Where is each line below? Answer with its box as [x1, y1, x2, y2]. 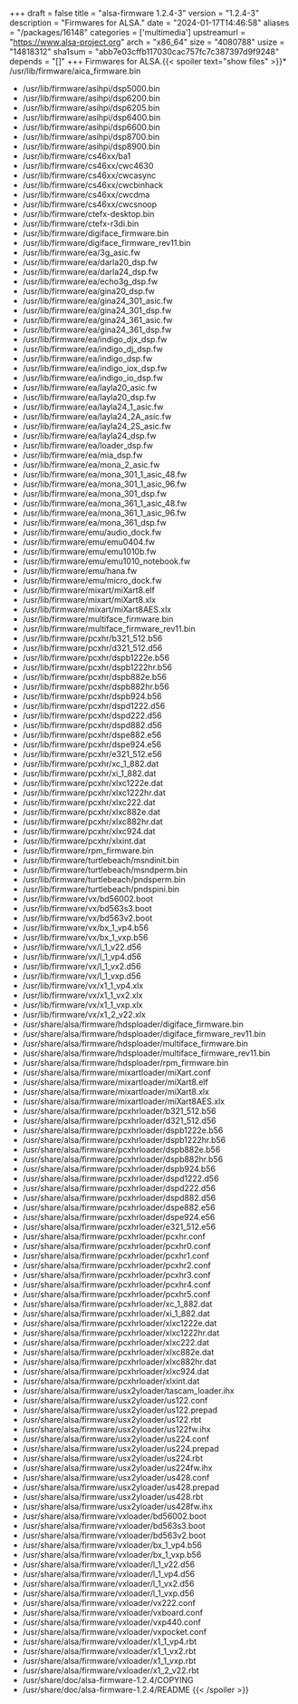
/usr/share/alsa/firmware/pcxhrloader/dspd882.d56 [22, 1193, 216, 1203]
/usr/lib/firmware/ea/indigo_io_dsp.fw [22, 372, 163, 383]
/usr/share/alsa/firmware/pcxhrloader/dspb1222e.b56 [22, 1125, 224, 1136]
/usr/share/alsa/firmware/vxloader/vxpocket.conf [22, 1627, 207, 1637]
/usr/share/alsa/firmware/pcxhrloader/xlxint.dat [22, 1375, 200, 1386]
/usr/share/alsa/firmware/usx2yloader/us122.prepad [22, 1404, 218, 1415]
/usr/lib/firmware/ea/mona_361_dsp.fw [22, 517, 168, 527]
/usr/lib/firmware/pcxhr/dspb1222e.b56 [22, 653, 170, 663]
